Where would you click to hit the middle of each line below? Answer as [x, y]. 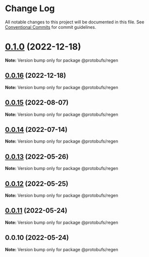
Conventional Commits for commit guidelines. [50, 27]
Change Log [30, 9]
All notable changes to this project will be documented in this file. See [75, 22]
